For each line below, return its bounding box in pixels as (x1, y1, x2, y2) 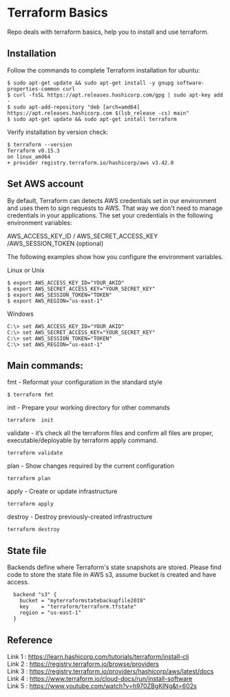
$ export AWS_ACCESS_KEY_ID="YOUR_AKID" (7, 279, 125, 286)
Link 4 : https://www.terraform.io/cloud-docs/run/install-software (7, 675, 193, 682)
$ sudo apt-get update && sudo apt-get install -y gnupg (7, 79, 174, 86)
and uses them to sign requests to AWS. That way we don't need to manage (7, 204, 222, 212)
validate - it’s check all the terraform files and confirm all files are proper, (7, 429, 213, 437)
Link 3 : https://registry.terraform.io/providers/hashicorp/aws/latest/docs (7, 667, 214, 675)
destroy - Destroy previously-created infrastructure (7, 513, 153, 521)
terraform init (7, 417, 54, 424)
